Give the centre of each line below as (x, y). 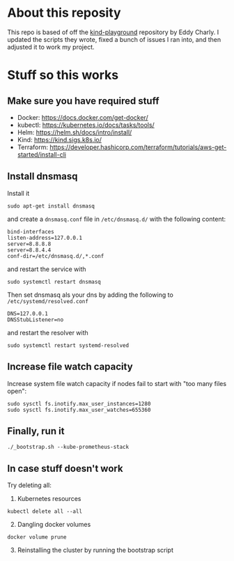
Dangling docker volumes (54, 525)
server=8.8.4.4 (29, 250)
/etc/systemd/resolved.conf (48, 301)
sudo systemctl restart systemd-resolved (68, 345)
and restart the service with (47, 269)
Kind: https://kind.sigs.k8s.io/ (60, 139)
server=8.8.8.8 (29, 244)
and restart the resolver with (48, 332)
